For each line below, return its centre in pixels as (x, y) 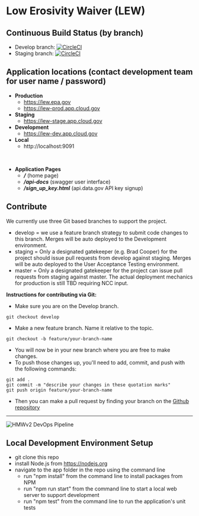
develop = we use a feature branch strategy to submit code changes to (101, 232)
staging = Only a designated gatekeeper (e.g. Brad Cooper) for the (96, 251)
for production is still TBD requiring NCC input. (71, 283)
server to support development (61, 495)
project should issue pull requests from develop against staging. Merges (103, 258)
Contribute (27, 207)
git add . (18, 379)
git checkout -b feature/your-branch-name (59, 339)
